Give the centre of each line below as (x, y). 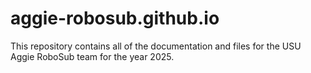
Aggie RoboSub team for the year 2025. (92, 56)
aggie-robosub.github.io (115, 18)
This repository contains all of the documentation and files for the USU (156, 46)
